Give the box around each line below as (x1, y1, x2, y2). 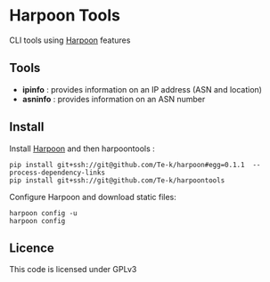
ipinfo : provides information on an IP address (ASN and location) (21, 84, 263, 94)
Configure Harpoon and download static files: (9, 191, 176, 202)
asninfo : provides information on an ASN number (21, 93, 206, 104)
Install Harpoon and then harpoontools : (9, 143, 156, 154)
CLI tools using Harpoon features (9, 35, 131, 45)
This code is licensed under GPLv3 (9, 264, 137, 275)
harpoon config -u (9, 208, 78, 218)
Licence (9, 240, 55, 255)
